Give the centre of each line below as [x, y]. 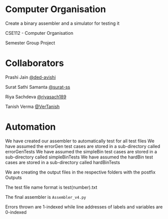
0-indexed [16, 212]
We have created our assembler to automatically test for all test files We [80, 141]
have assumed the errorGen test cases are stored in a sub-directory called [83, 146]
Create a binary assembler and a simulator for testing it [62, 23]
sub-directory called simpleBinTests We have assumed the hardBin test [79, 157]
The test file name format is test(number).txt [51, 187]
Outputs [14, 177]
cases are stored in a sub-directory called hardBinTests [63, 162]
